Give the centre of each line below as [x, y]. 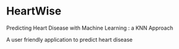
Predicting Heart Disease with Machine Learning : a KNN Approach [90, 28]
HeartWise [34, 11]
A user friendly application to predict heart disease [70, 39]
